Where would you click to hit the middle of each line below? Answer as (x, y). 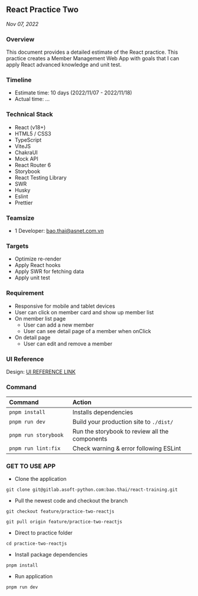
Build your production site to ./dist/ (123, 422)
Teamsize (20, 218)
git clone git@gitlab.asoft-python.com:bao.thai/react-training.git (92, 490)
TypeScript (28, 140)
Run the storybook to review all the (121, 432)
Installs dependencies (103, 412)
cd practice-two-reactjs (37, 544)
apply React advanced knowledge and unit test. (64, 65)
